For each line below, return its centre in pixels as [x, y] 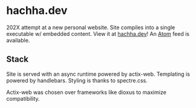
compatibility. [23, 98]
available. [18, 40]
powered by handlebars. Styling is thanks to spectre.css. [77, 80]
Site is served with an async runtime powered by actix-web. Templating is [98, 74]
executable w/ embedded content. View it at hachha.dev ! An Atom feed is [98, 33]
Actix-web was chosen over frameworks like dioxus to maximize [86, 92]
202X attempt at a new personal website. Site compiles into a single [91, 27]
